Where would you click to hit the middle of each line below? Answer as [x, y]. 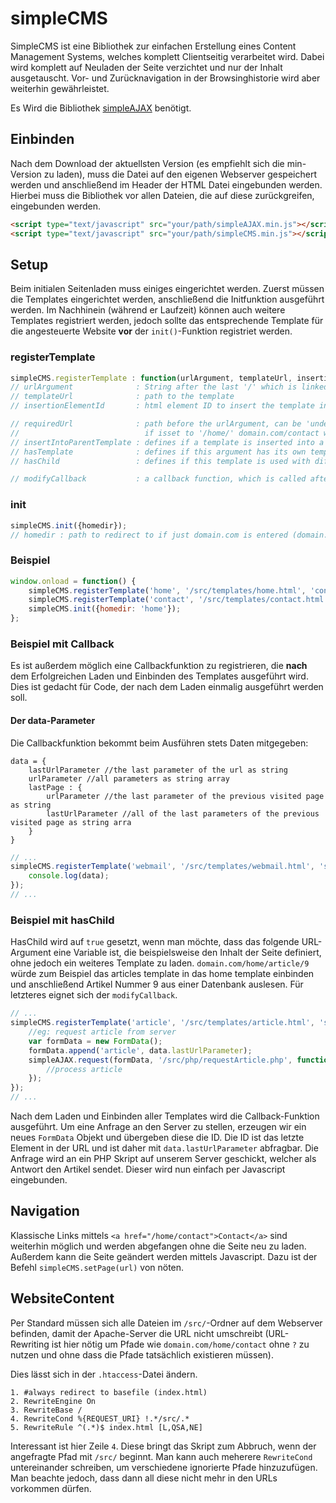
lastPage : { [55, 787]
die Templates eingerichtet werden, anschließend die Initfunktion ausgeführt [167, 299]
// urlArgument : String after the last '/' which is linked [169, 387]
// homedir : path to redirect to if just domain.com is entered [149, 535]
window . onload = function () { [73, 581]
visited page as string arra [71, 822]
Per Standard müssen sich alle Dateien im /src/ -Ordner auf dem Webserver [166, 1323]
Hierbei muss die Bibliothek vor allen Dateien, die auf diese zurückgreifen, [162, 195]
